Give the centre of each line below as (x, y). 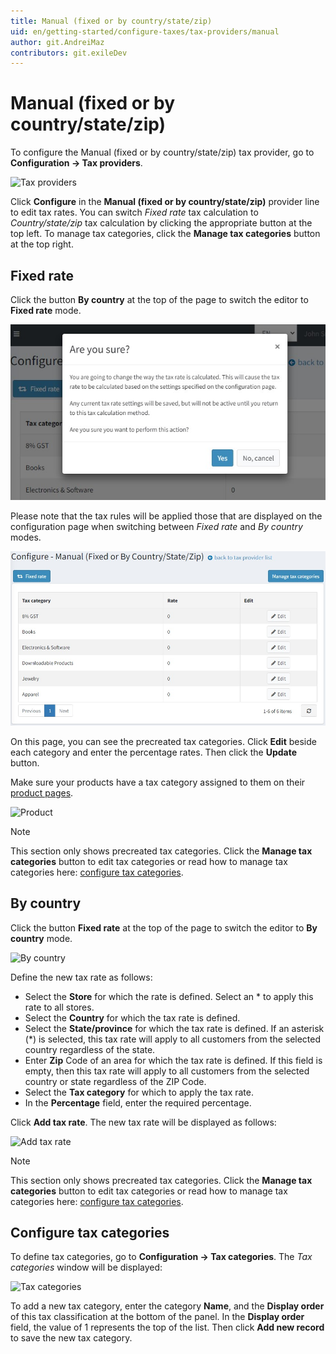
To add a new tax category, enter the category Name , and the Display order (167, 1306)
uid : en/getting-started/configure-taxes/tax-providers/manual (145, 31)
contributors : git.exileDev (69, 53)
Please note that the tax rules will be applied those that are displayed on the (166, 516)
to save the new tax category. (71, 1338)
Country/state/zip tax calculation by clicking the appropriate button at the (161, 223)
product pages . (42, 792)
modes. (26, 537)
